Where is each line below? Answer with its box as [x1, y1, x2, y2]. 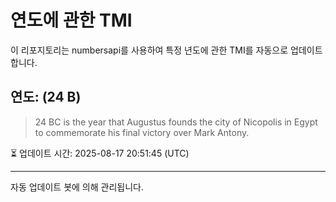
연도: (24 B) [10, 89, 82, 106]
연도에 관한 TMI [10, 9, 133, 32]
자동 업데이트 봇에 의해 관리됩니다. [10, 181, 144, 193]
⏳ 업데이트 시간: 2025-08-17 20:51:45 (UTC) [10, 147, 190, 159]
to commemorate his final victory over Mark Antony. [34, 126, 250, 138]
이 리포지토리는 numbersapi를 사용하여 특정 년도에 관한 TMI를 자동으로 [10, 44, 289, 56]
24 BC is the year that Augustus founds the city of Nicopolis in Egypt [34, 116, 318, 128]
